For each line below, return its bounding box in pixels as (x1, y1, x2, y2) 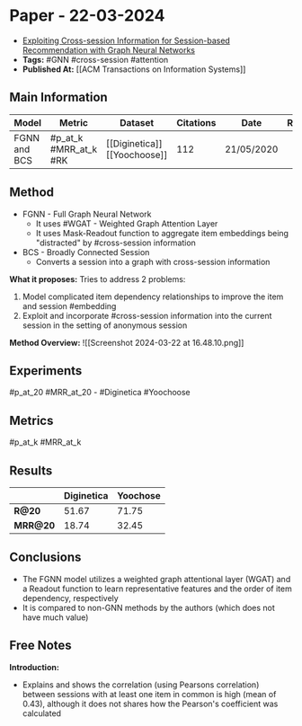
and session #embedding (22, 300, 117, 311)
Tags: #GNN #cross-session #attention (22, 54, 169, 65)
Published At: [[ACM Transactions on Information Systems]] (22, 64, 246, 75)
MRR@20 (13, 519, 56, 531)
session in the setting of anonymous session (22, 320, 188, 331)
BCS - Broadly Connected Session (22, 246, 150, 257)
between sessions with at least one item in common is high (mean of (22, 688, 277, 699)
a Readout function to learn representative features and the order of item (22, 583, 292, 594)
